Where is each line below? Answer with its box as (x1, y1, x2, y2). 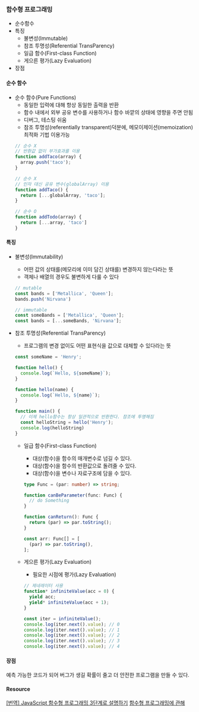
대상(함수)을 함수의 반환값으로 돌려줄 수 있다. (32, 462, 137, 469)
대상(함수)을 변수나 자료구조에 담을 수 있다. (32, 469, 132, 477)
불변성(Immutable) (23, 35, 68, 42)
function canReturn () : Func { (23, 514, 99, 520)
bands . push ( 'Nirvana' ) (14, 296, 71, 302)
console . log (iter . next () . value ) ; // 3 (23, 638, 120, 644)
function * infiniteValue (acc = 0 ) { (23, 588, 115, 595)
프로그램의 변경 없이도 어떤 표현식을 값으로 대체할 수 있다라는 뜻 (23, 342, 171, 349)
